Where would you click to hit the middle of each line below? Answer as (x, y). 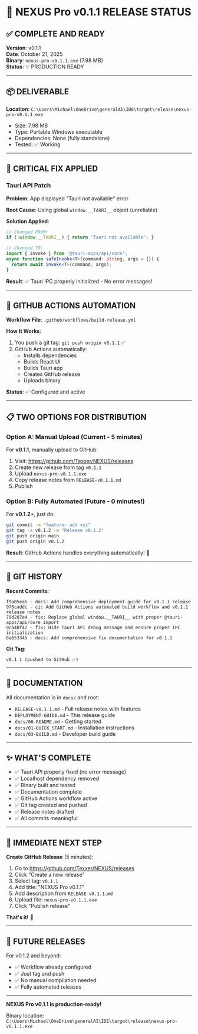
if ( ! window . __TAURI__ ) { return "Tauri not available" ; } (80, 237)
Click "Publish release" (42, 906)
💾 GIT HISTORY (34, 577)
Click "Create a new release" (49, 875)
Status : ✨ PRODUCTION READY (45, 67)
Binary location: (25, 1015)
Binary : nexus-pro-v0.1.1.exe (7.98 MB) (55, 60)
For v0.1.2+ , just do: (30, 514)
